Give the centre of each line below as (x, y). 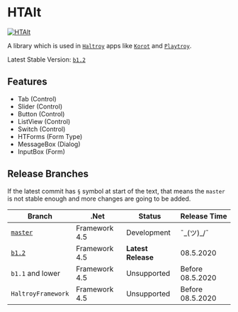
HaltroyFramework (40, 294)
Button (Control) (41, 113)
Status (150, 216)
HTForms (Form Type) (50, 136)
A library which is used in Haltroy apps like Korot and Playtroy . (100, 45)
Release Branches (48, 174)
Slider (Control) (40, 106)
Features (27, 82)
